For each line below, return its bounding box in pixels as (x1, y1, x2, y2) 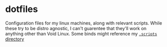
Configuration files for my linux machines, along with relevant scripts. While (5, 20, 162, 26)
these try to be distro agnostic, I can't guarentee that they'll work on (5, 25, 147, 31)
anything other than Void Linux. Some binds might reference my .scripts (5, 30, 157, 36)
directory (5, 36, 24, 42)
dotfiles (5, 3, 38, 15)
